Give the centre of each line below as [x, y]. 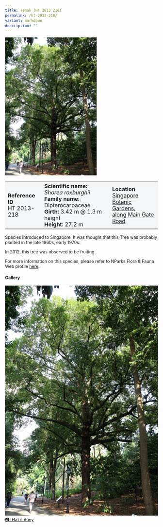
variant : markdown [24, 20]
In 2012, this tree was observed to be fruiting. [50, 252]
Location [124, 189]
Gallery [13, 278]
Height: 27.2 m [64, 224]
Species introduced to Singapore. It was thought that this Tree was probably [81, 237]
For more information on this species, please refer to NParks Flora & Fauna [80, 261]
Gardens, [124, 208]
